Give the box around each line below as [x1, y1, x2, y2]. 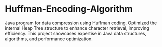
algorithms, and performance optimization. [5, 36, 93, 42]
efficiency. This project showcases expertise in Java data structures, [5, 30, 147, 36]
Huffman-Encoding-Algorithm [5, 3, 133, 15]
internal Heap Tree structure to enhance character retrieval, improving [5, 25, 150, 31]
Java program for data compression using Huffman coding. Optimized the [5, 20, 157, 26]
